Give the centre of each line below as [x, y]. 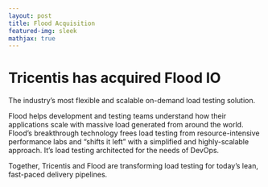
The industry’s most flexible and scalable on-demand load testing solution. [132, 101]
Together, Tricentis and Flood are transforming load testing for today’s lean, [134, 166]
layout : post [30, 16]
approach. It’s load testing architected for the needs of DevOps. [114, 151]
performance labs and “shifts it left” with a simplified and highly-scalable [129, 142]
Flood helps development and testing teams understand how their [118, 116]
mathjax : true [32, 38]
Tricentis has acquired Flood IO [115, 78]
